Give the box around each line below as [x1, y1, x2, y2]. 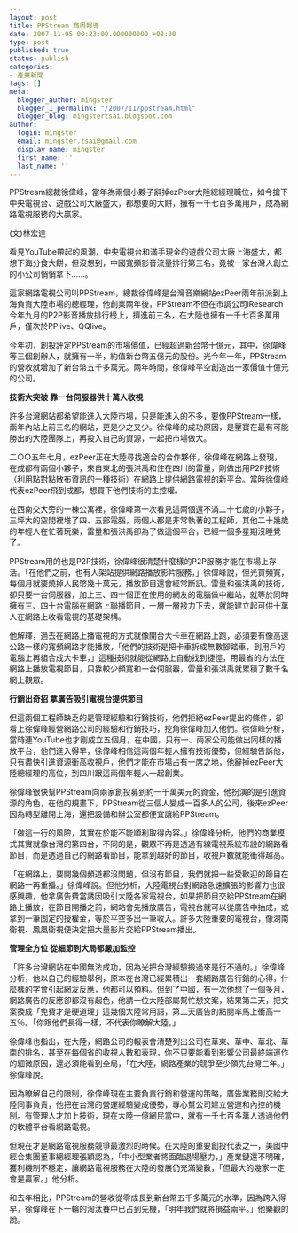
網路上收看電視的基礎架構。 [24, 611, 126, 622]
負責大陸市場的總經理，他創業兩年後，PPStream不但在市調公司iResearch [16, 299, 284, 310]
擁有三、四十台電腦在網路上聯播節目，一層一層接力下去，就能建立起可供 [9, 601, 273, 611]
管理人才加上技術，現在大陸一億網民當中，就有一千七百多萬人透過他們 [32, 1111, 289, 1121]
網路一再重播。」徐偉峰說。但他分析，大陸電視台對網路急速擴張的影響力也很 [9, 880, 286, 891]
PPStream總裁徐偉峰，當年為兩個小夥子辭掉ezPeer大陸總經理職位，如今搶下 [9, 187, 289, 198]
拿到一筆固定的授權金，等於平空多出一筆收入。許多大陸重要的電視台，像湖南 [9, 913, 289, 923]
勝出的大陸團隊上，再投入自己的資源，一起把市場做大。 [9, 433, 211, 444]
